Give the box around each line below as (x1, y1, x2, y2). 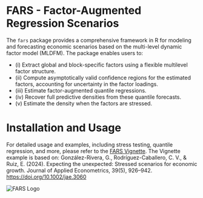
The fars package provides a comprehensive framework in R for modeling (6, 36, 192, 44)
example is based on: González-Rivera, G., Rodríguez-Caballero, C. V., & (6, 154, 187, 161)
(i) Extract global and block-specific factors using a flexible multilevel (15, 61, 188, 68)
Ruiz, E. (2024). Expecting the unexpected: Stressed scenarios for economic (6, 160, 198, 167)
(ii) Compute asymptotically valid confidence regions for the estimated (15, 74, 191, 81)
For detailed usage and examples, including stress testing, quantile (6, 140, 173, 148)
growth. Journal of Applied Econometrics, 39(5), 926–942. (6, 167, 153, 174)
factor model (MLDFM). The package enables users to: (6, 49, 144, 56)
